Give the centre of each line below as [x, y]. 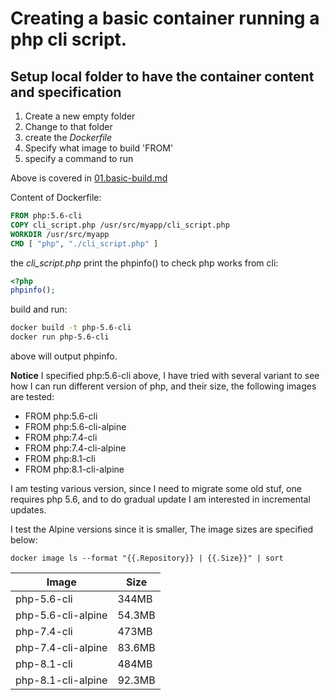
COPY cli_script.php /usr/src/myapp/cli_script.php [120, 225]
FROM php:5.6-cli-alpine [75, 426]
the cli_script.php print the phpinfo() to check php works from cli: [144, 263]
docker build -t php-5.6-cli [71, 328]
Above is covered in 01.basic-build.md [89, 178]
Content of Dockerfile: [56, 197]
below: [24, 540]
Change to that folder [68, 126]
